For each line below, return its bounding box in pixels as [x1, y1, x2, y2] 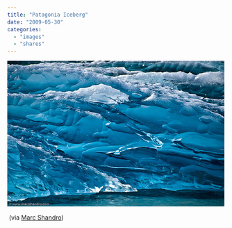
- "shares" [13, 40, 45, 48]
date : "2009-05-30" [7, 18, 64, 26]
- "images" [13, 33, 45, 40]
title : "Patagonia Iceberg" [7, 11, 89, 18]
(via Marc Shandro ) [8, 213, 64, 222]
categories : [7, 26, 42, 33]
